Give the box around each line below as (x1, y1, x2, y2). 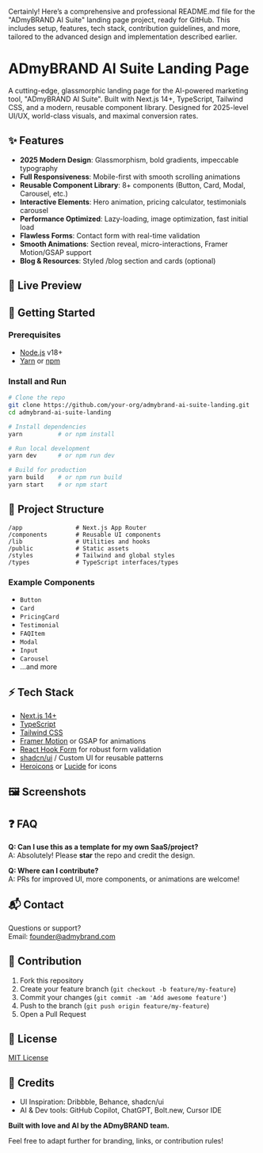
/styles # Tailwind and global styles (8, 551, 176, 559)
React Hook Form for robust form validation (19, 744, 162, 754)
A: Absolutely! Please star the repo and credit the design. (8, 850, 196, 860)
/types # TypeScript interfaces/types (8, 558, 179, 566)
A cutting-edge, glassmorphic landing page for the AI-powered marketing (8, 86, 249, 95)
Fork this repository (19, 976, 84, 985)
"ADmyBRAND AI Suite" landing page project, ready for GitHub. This (8, 15, 231, 25)
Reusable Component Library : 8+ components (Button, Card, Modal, (19, 180, 246, 189)
